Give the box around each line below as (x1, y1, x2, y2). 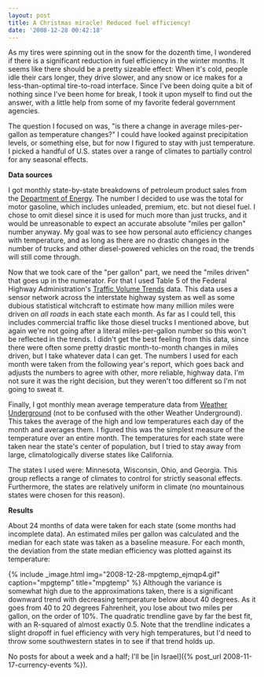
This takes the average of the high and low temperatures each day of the (8, 416, 244, 426)
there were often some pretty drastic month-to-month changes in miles (8, 343, 239, 353)
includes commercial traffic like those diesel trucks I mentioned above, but (8, 318, 249, 327)
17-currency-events (8, 660, 72, 670)
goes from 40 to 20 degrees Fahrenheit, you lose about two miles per (8, 603, 233, 612)
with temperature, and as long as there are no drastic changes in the (8, 235, 229, 245)
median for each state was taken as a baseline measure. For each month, (8, 538, 245, 547)
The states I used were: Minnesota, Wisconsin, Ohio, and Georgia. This (8, 465, 238, 475)
